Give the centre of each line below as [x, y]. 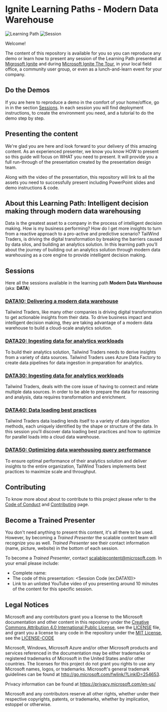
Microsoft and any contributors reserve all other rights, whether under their [82, 694]
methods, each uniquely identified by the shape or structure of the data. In [82, 426]
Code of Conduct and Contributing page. [47, 505]
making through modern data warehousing [73, 211]
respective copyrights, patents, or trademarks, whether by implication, [77, 699]
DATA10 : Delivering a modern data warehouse [62, 301]
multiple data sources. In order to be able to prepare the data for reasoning [82, 392]
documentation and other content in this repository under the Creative [77, 622]
